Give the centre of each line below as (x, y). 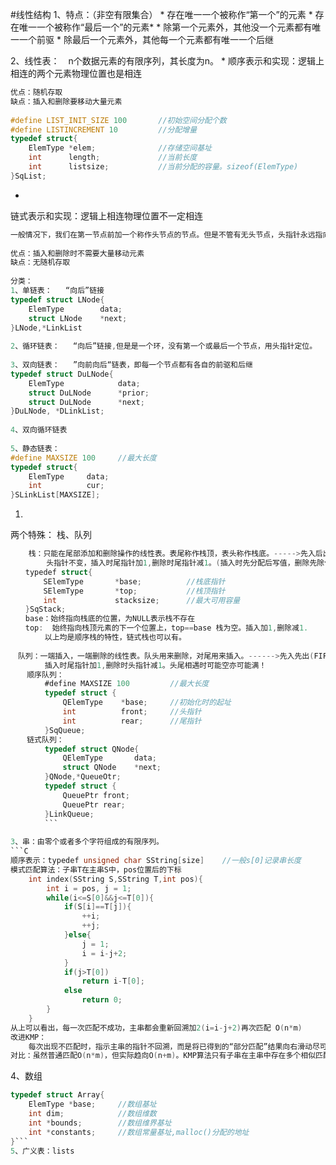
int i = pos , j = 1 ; (89, 888)
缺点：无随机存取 (40, 263)
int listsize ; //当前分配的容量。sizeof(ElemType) (163, 167)
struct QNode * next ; (112, 768)
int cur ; (66, 486)
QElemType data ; (109, 758)
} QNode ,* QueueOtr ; (83, 777)
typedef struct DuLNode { (62, 374)
